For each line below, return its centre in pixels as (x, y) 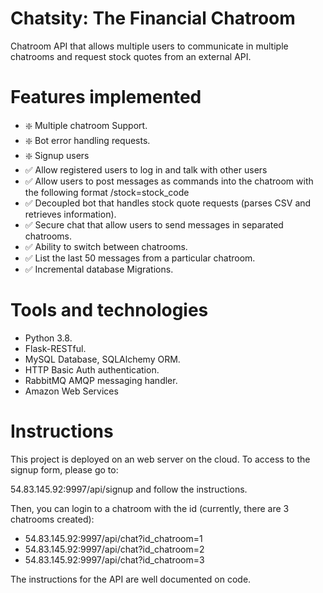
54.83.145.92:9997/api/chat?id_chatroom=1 (113, 538)
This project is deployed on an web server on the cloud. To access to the (160, 459)
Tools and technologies (109, 310)
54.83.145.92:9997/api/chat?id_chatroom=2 (114, 549)
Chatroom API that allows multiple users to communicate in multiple (149, 46)
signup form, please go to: (64, 469)
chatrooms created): (52, 519)
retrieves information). (70, 214)
